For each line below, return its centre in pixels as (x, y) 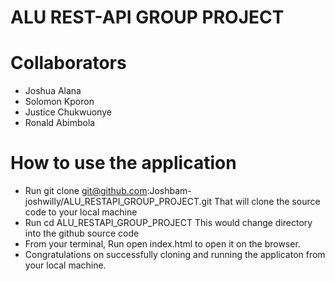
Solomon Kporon (59, 102)
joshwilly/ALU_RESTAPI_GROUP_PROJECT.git (118, 202)
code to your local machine (81, 212)
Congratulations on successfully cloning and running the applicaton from (175, 255)
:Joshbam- (169, 191)
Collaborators (68, 63)
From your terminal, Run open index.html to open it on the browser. (162, 244)
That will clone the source (267, 202)
